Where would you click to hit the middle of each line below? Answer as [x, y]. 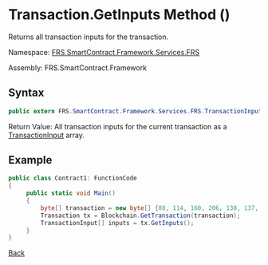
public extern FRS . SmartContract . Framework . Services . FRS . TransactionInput [135, 111]
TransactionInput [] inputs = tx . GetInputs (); [117, 223]
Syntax [26, 93]
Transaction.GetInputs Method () [119, 15]
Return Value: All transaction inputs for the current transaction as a [118, 126]
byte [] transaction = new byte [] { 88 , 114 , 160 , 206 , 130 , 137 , [150, 208]
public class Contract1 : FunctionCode [73, 178]
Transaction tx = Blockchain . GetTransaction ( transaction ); [140, 216]
